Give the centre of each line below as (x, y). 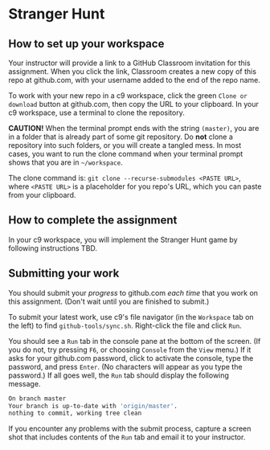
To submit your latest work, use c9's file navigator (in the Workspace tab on (131, 317)
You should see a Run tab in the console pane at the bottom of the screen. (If (135, 341)
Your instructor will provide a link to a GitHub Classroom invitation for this (129, 63)
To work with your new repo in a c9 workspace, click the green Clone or (128, 96)
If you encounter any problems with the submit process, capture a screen (130, 429)
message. (25, 383)
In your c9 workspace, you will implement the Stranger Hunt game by (123, 239)
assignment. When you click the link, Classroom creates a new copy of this (133, 72)
